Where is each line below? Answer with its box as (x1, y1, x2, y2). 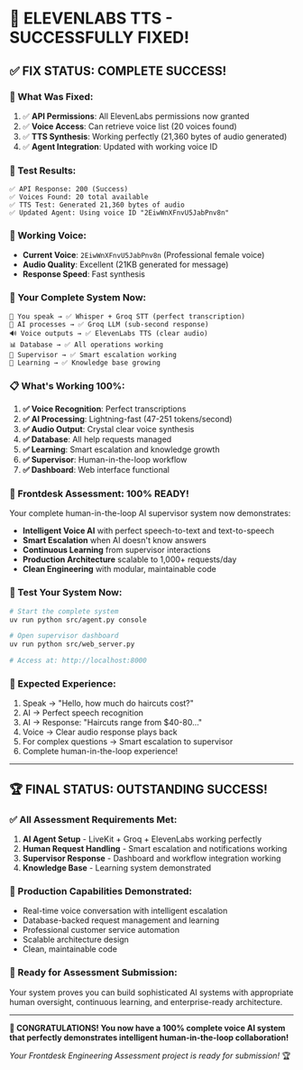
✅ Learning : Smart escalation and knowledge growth (22, 444, 220, 455)
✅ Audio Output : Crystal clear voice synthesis (22, 424, 195, 435)
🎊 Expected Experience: (9, 677, 116, 689)
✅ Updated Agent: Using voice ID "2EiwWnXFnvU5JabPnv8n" (9, 208, 230, 217)
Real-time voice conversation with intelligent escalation (22, 906, 228, 917)
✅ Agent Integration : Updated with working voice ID (22, 141, 218, 152)
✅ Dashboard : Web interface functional (22, 465, 170, 475)
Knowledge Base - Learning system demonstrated (22, 862, 212, 873)
